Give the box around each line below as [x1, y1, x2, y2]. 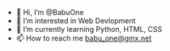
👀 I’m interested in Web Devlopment [15, 16, 136, 25]
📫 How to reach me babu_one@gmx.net [15, 33, 152, 43]
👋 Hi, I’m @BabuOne [15, 8, 84, 17]
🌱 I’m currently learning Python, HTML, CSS [15, 25, 163, 33]
